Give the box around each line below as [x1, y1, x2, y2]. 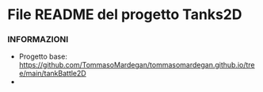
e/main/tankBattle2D [18, 69, 86, 79]
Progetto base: [18, 52, 68, 61]
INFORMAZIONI [7, 34, 69, 45]
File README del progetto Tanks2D [7, 6, 242, 24]
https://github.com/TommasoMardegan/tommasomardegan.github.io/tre [18, 60, 255, 70]
